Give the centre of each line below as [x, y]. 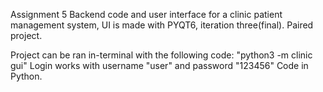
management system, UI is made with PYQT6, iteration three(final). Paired [162, 25]
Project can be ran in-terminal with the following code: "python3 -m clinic [161, 55]
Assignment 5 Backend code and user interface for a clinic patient [146, 14]
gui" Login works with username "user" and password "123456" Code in [159, 65]
